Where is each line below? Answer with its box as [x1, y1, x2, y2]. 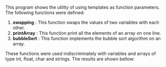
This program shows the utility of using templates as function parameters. [5, 5, 160, 10]
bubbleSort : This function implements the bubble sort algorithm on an [12, 35, 161, 41]
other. [12, 25, 25, 31]
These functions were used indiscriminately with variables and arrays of [5, 50, 156, 56]
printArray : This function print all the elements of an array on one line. [12, 30, 161, 36]
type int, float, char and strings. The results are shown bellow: [5, 56, 135, 62]
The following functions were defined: [5, 10, 85, 16]
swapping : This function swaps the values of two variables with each [12, 20, 159, 25]
